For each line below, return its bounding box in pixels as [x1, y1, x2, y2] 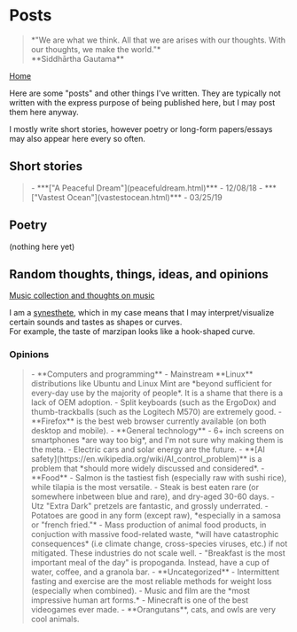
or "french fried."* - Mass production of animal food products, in [30, 519, 267, 530]
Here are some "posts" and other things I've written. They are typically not [9, 88, 281, 98]
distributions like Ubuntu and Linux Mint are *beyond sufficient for [30, 378, 272, 388]
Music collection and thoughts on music [9, 290, 155, 301]
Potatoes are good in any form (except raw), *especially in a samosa [30, 510, 281, 520]
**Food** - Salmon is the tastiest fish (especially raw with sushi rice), [30, 472, 287, 483]
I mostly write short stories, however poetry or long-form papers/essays [9, 123, 273, 134]
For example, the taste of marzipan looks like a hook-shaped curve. [9, 326, 255, 337]
